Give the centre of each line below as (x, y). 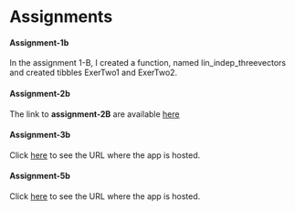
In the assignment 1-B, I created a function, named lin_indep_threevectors (147, 63)
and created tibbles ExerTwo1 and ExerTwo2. (94, 73)
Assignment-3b (40, 135)
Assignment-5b (40, 176)
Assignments (61, 17)
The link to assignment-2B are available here (95, 114)
